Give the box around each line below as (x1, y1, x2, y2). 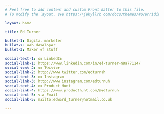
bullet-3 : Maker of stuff (5, 47, 58, 52)
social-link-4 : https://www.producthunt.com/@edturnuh (5, 88, 119, 93)
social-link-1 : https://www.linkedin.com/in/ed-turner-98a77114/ (5, 61, 141, 66)
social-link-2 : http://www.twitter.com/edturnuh (5, 69, 106, 75)
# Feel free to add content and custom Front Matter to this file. (5, 7, 145, 12)
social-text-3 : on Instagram (5, 74, 64, 79)
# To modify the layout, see (5, 12, 64, 17)
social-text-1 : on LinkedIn (5, 56, 62, 61)
